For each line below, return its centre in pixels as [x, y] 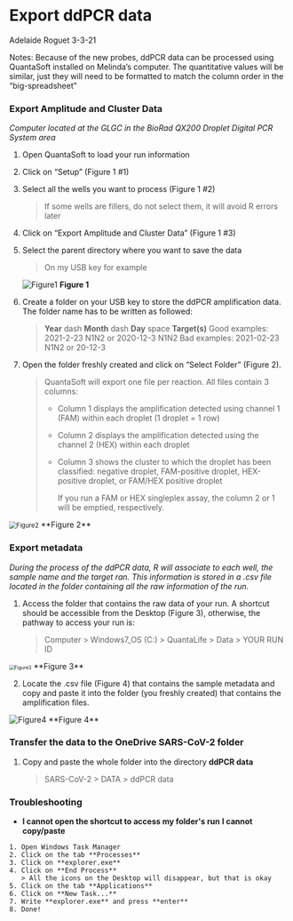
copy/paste [44, 831]
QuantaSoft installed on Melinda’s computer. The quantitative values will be [146, 67]
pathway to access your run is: [78, 622]
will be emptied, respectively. [111, 508]
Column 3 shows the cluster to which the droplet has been [164, 462]
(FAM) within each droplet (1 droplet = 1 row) [139, 418]
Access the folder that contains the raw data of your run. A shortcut [146, 603]
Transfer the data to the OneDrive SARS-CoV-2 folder [127, 742]
